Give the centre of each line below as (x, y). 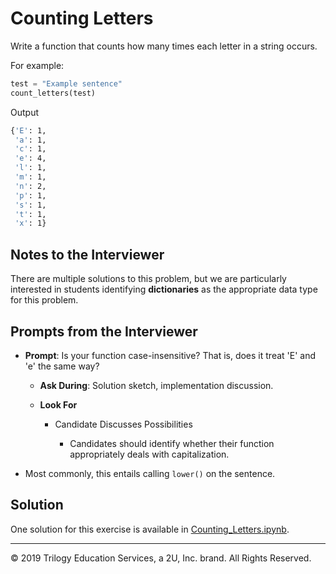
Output (24, 112)
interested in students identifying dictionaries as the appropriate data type (164, 289)
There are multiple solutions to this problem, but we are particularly (148, 279)
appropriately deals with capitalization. (149, 454)
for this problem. (44, 300)
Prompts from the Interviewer (104, 331)
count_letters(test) (53, 93)
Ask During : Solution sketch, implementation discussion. (156, 385)
